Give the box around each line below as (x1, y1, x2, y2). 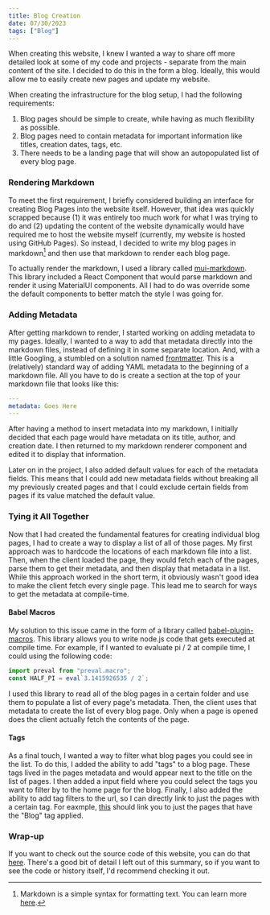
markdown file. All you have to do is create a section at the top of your (8, 370, 241, 380)
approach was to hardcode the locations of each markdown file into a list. (8, 546, 252, 556)
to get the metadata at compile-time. (8, 589, 130, 599)
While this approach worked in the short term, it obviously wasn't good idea (8, 572, 260, 582)
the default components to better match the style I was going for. (8, 289, 223, 299)
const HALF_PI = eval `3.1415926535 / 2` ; (8, 674, 149, 682)
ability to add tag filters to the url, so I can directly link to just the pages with (8, 793, 260, 803)
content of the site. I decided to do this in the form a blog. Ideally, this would (8, 66, 260, 76)
